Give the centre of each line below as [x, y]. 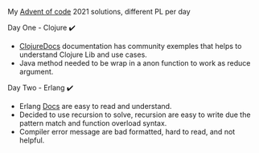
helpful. [32, 140]
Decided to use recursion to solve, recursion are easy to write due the [135, 115]
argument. [36, 72]
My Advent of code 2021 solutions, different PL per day [99, 12]
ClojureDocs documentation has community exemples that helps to [130, 46]
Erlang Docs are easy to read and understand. [95, 106]
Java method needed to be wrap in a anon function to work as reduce [135, 63]
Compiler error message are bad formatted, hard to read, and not [127, 132]
